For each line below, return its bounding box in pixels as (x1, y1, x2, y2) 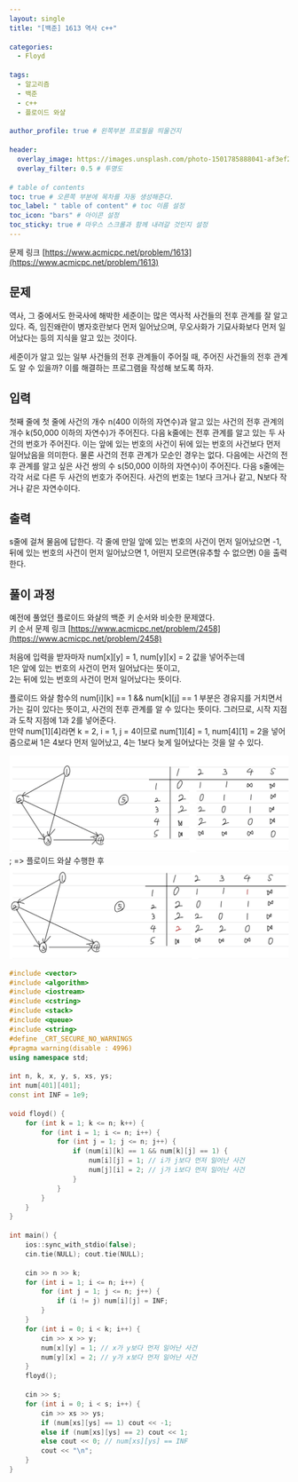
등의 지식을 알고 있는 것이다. (39, 332, 137, 343)
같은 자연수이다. (25, 482, 81, 493)
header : (9, 146, 38, 155)
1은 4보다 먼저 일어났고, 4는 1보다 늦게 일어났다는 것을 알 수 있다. (39, 737, 264, 748)
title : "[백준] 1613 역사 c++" (9, 23, 118, 33)
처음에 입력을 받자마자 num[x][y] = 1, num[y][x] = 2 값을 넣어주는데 (9, 652, 246, 662)
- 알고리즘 (17, 80, 51, 89)
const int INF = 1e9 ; (9, 1090, 90, 1100)
